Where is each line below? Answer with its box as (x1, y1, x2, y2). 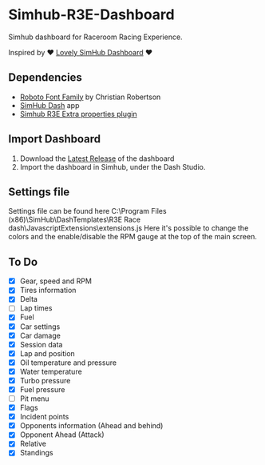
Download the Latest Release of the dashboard (19, 154, 175, 163)
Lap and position (19, 348, 76, 358)
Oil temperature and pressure (19, 358, 117, 367)
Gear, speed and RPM (19, 276, 92, 286)
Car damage (19, 331, 61, 340)
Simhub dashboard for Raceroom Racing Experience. (8, 32, 183, 42)
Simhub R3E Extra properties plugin (19, 109, 137, 118)
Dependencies (8, 70, 82, 85)
